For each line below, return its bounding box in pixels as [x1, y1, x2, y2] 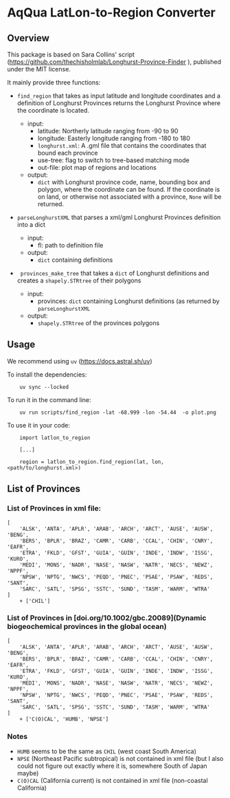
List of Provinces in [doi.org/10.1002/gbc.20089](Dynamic [7, 613, 207, 623]
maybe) [16, 769, 39, 777]
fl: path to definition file [37, 241, 104, 249]
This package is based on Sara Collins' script [7, 50, 135, 58]
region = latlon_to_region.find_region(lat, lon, [19, 458, 165, 465]
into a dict [16, 221, 46, 228]
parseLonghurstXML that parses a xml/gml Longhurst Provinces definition [16, 213, 221, 221]
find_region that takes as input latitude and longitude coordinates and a [16, 91, 221, 100]
